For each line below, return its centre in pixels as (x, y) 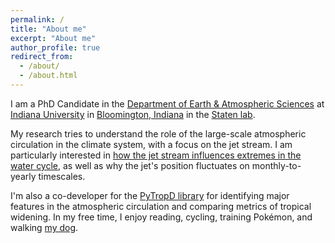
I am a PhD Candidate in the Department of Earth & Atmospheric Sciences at (167, 103)
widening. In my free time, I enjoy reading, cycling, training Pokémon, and (161, 217)
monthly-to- (276, 165)
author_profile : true (55, 47)
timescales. (62, 176)
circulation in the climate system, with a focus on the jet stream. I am (151, 144)
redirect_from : (42, 57)
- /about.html (48, 76)
